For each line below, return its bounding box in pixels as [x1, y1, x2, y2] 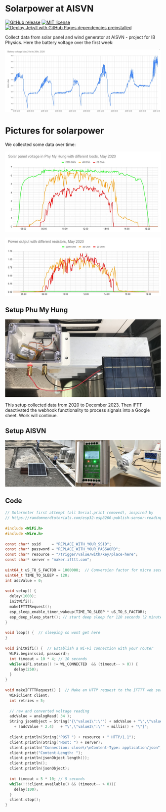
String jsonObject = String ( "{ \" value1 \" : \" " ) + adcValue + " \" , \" [9, 719, 152, 724]
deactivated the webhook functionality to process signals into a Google [5, 407, 150, 413]
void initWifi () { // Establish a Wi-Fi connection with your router [5, 646, 154, 651]
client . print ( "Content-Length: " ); [9, 750, 83, 755]
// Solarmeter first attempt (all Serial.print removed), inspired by [5, 510, 154, 515]
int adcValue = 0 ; [5, 578, 43, 583]
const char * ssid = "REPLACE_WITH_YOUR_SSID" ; [5, 541, 112, 547]
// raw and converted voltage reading [9, 709, 90, 714]
